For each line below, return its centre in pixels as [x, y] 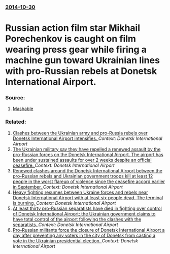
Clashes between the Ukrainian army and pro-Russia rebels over [80, 133]
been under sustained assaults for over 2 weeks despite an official [82, 160]
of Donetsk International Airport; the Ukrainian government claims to [84, 213]
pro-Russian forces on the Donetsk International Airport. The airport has [88, 154]
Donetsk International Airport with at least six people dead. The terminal [88, 197]
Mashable [23, 109]
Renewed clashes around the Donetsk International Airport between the [87, 170]
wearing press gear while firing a [76, 50]
